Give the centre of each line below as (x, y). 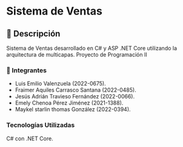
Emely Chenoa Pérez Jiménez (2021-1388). (69, 103)
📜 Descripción (33, 34)
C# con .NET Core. (30, 138)
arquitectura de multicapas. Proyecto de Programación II (77, 55)
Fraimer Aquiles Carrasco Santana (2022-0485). (75, 90)
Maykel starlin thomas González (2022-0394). (73, 109)
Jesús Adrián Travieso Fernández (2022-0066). (75, 97)
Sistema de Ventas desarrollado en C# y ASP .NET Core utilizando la (92, 48)
